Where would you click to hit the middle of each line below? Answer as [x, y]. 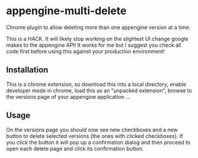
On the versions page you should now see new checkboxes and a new [92, 130]
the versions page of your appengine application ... [68, 96]
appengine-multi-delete [66, 11]
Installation [27, 70]
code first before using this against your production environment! [85, 51]
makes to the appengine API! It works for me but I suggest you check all [94, 45]
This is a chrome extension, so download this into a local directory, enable [96, 84]
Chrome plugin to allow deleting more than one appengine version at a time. [98, 27]
